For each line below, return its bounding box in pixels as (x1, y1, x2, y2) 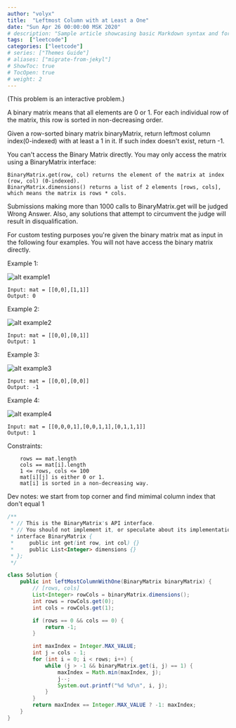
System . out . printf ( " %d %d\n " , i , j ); (57, 682, 169, 689)
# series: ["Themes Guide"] (7, 50, 90, 57)
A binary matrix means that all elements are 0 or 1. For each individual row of (7, 108, 229, 117)
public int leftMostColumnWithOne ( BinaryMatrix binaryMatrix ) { (20, 578, 212, 585)
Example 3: (7, 350, 40, 359)
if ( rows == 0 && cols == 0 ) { (32, 617, 124, 624)
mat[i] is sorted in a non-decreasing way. (20, 480, 150, 487)
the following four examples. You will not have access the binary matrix (7, 238, 214, 246)
